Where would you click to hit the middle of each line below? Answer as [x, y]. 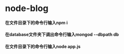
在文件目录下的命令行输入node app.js [43, 46]
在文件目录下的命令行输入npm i [36, 23]
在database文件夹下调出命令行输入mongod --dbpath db [62, 35]
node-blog [27, 8]
